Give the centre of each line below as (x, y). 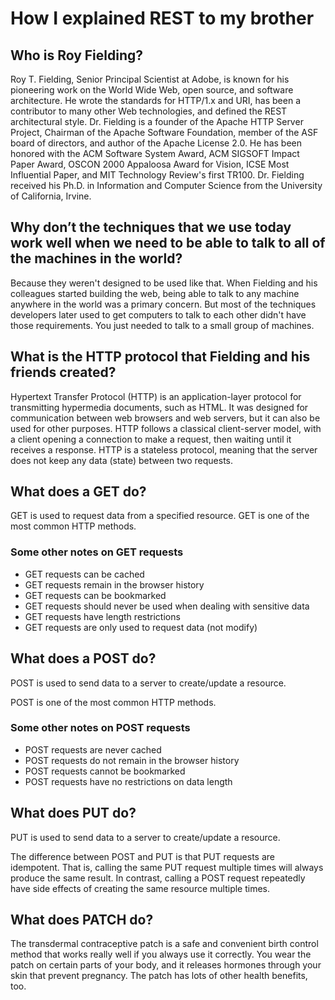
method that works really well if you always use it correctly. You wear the (161, 954)
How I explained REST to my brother (162, 18)
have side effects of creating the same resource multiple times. (140, 888)
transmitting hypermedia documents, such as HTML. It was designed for (159, 407)
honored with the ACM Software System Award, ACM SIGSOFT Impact (155, 153)
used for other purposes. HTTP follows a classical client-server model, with (166, 428)
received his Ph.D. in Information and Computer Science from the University (166, 185)
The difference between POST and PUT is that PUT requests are (143, 856)
